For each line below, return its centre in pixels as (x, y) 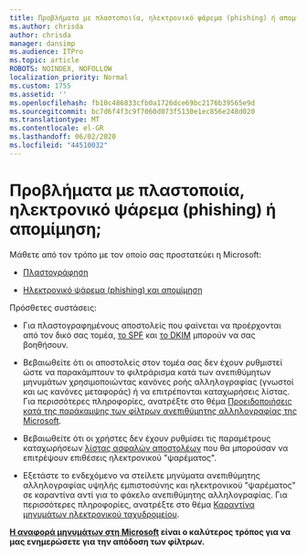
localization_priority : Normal (69, 78)
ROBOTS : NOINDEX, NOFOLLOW (61, 69)
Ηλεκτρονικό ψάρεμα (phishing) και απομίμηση (112, 289)
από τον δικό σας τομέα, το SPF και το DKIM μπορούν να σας (139, 335)
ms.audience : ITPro (47, 52)
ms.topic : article (44, 60)
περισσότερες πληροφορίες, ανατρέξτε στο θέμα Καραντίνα (139, 504)
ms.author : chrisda (47, 26)
